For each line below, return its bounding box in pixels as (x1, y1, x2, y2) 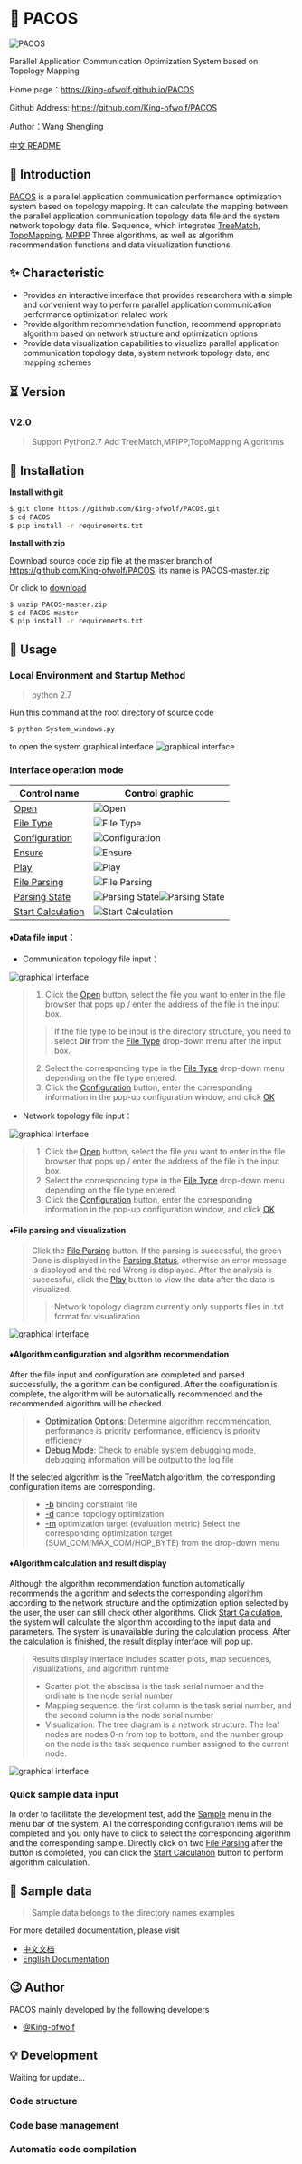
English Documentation (22, 1954, 110, 1965)
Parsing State (14, 891, 71, 903)
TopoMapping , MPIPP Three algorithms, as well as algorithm (9, 229, 235, 240)
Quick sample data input (9, 1788, 119, 1801)
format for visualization (53, 1310, 141, 1321)
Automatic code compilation (9, 2143, 137, 2156)
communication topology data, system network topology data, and (22, 347, 271, 358)
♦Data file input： (9, 932, 76, 942)
